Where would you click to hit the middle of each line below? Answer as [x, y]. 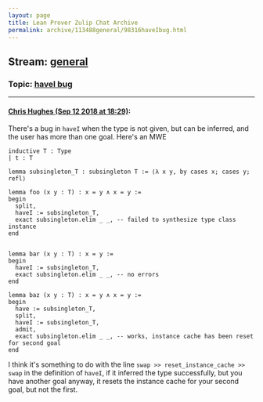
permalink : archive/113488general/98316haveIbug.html [98, 30]
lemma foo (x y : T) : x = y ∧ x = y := [75, 193]
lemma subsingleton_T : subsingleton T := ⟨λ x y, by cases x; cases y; [129, 172]
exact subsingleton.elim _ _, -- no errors [87, 275]
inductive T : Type [40, 151]
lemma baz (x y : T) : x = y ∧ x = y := [75, 295]
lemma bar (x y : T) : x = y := [61, 254]
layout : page [29, 15]
